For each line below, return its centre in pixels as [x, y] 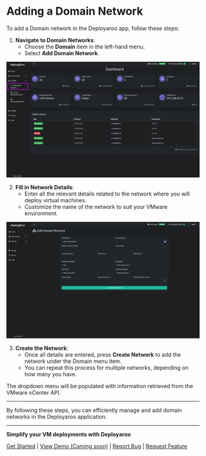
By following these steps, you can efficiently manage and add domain [94, 410]
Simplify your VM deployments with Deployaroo [69, 435]
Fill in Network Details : [44, 188]
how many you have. [51, 374]
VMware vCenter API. [34, 393]
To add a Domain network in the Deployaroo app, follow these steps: [93, 28]
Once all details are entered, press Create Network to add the [103, 355]
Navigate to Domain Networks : [55, 40]
